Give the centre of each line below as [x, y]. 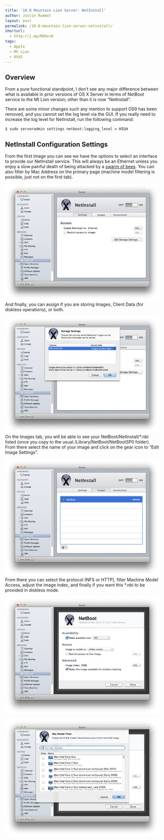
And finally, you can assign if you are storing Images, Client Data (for [74, 304]
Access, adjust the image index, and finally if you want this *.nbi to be [75, 585]
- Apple [17, 47]
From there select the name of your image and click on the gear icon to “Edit [82, 447]
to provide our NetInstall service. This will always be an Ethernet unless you [81, 161]
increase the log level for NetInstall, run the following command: [70, 120]
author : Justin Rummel [28, 15]
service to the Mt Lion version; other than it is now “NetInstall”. [68, 99]
